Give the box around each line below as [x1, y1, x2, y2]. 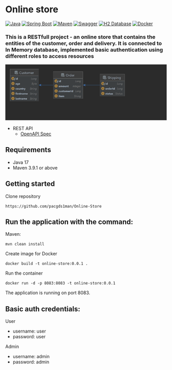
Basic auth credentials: [5, 304, 80, 313]
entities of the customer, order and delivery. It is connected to [5, 39, 162, 47]
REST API [12, 125, 33, 131]
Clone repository [5, 193, 41, 199]
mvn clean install [5, 242, 45, 247]
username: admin [12, 354, 50, 360]
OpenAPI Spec [20, 131, 52, 137]
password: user [12, 334, 46, 340]
